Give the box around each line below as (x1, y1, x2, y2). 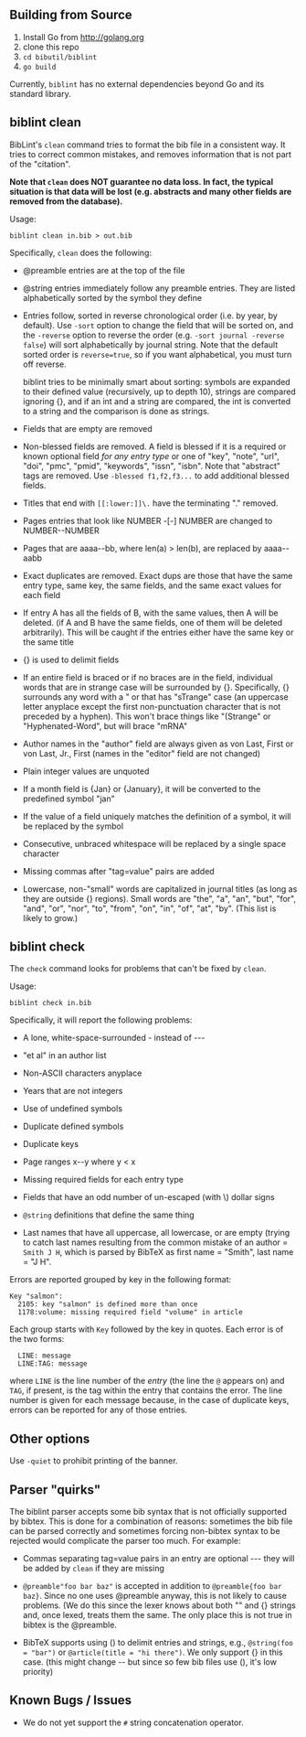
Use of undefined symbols (22, 1103, 123, 1114)
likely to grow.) (22, 912, 79, 923)
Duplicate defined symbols (22, 1120, 124, 1132)
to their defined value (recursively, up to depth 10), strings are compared (22, 386, 297, 397)
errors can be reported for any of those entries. (9, 1404, 188, 1416)
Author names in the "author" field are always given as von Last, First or (22, 738, 294, 749)
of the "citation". (9, 158, 71, 169)
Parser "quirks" (9, 1482, 101, 1497)
